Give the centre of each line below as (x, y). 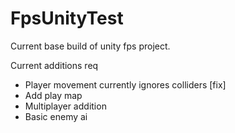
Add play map (53, 95)
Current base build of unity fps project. (90, 46)
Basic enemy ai (56, 116)
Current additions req (54, 65)
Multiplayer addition (65, 106)
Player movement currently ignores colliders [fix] (125, 84)
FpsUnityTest (67, 18)
